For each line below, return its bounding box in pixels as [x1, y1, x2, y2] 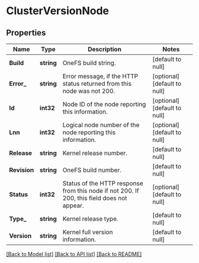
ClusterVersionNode [6, 4, 110, 18]
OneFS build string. [62, 59, 116, 67]
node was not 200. [62, 87, 115, 95]
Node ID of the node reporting [62, 100, 146, 108]
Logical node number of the [62, 121, 140, 129]
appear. [62, 202, 84, 209]
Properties [6, 28, 46, 38]
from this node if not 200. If [62, 187, 139, 194]
